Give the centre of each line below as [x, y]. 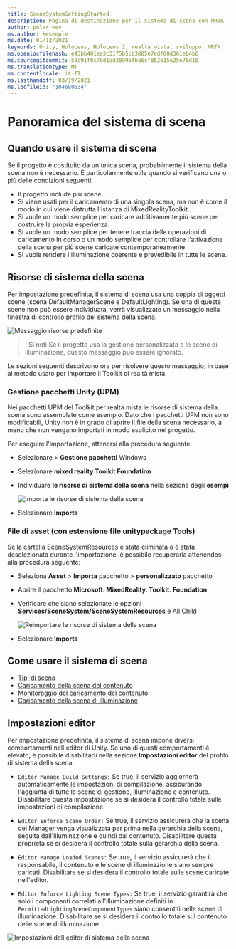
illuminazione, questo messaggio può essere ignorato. [104, 352]
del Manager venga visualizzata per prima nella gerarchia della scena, [120, 828]
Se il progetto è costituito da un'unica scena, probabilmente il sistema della [117, 165]
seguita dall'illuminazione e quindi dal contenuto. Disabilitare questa [117, 836]
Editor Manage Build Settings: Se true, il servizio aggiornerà [108, 777]
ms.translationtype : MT [43, 67]
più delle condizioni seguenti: [50, 180]
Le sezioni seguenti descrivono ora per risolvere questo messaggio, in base [118, 366]
